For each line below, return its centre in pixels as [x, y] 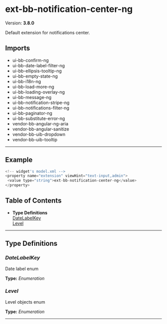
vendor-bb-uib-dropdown [39, 134]
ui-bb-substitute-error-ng [39, 118]
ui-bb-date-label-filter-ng [39, 65]
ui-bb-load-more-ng [33, 87]
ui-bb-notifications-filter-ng [41, 108]
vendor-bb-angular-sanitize [41, 129]
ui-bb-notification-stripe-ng [41, 103]
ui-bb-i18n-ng [27, 81]
